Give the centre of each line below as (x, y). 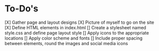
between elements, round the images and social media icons (66, 43)
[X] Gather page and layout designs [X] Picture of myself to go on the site (79, 22)
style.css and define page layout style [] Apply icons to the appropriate (77, 33)
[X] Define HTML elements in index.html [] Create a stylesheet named (76, 27)
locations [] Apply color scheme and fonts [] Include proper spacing (74, 38)
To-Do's (21, 9)
